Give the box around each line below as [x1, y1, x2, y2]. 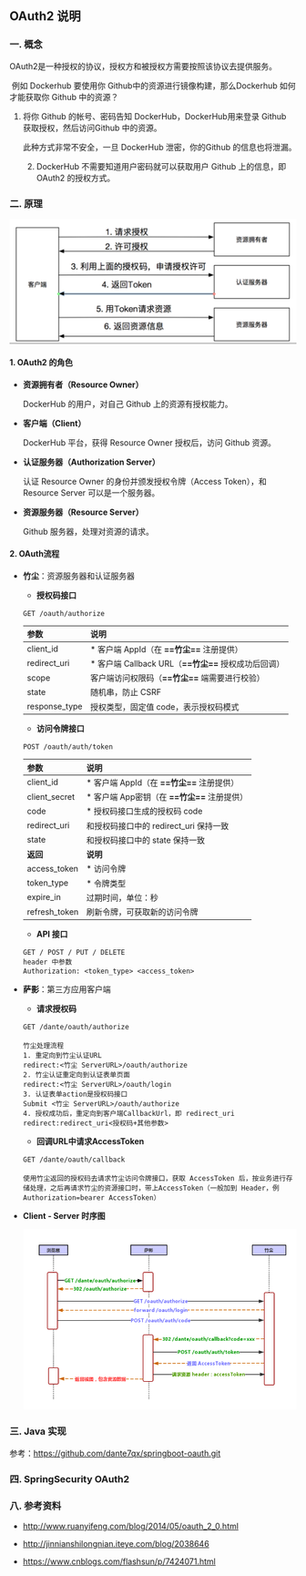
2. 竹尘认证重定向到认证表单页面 [22, 1069, 130, 1080]
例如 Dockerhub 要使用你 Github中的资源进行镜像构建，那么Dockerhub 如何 [11, 80, 296, 91]
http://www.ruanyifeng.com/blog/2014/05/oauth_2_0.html [22, 1520, 240, 1532]
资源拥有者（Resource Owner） [22, 379, 144, 390]
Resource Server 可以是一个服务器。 [22, 486, 160, 498]
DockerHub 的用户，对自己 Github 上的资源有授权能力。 [22, 398, 233, 409]
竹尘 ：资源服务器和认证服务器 [22, 570, 135, 581]
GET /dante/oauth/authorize [22, 1022, 129, 1031]
